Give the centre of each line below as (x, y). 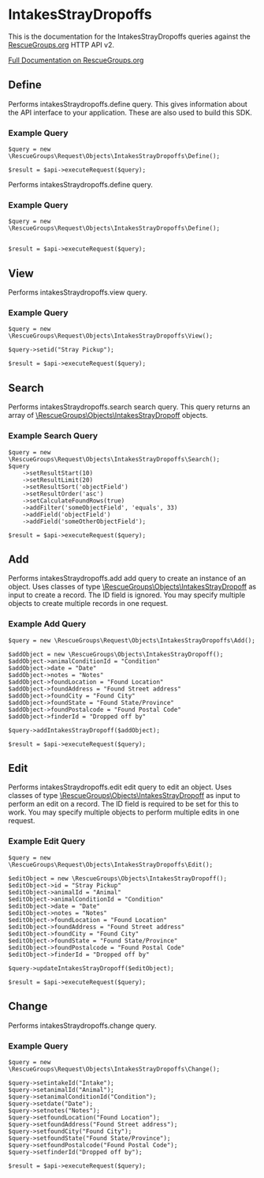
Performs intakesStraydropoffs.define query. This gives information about (128, 103)
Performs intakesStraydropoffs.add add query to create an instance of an (127, 578)
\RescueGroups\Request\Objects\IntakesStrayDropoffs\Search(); (114, 459)
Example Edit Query (47, 841)
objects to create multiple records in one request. (88, 604)
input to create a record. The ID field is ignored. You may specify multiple (127, 595)
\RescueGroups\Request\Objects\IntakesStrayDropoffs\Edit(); (111, 864)
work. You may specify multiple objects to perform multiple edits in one (124, 812)
